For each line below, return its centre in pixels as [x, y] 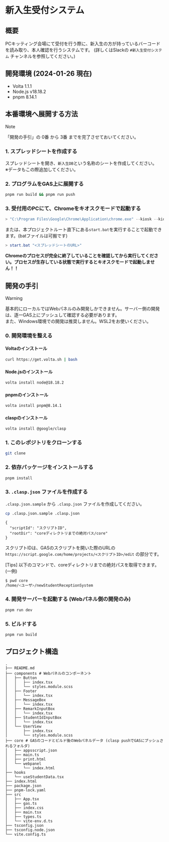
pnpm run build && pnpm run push [40, 195]
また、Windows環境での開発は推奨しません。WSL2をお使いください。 [78, 321]
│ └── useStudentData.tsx [35, 777]
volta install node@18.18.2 [35, 383]
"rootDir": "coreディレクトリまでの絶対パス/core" [59, 533]
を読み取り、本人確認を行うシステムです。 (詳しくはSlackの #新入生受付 [78, 50]
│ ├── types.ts [23, 817]
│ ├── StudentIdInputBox [33, 717]
